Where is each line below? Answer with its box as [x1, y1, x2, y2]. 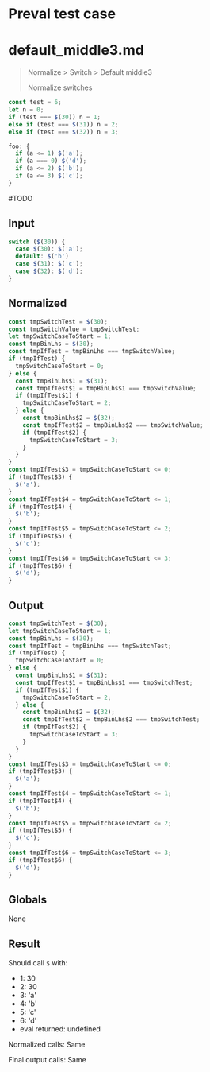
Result [8, 937, 41, 950]
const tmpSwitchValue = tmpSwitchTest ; [8, 325, 140, 333]
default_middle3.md [8, 41, 144, 60]
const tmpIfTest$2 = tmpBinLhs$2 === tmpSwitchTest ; [22, 716, 200, 724]
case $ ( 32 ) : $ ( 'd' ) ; [15, 267, 83, 275]
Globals [8, 892, 48, 907]
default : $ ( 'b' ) [15, 252, 69, 261]
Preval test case [8, 5, 116, 23]
